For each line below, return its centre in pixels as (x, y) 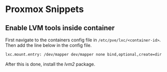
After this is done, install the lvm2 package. (50, 64)
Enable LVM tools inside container (60, 28)
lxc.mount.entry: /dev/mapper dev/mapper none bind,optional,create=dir (83, 54)
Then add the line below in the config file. (49, 45)
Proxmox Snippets (45, 9)
